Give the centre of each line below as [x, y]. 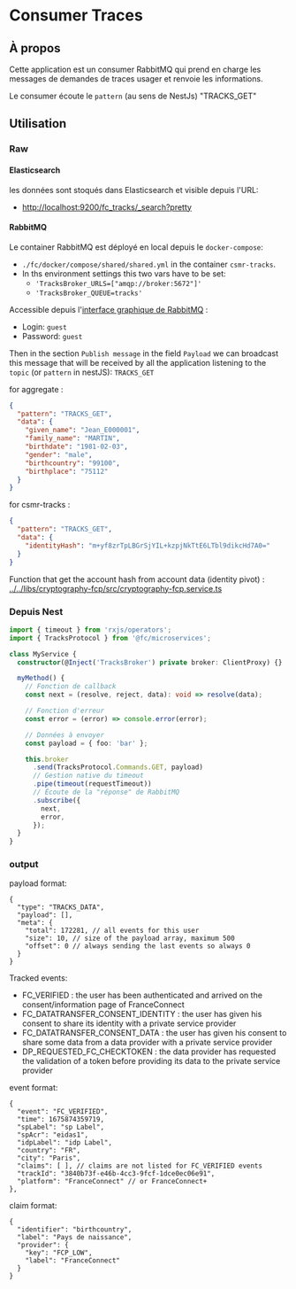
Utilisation [38, 124]
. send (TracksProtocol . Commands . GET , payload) [118, 767]
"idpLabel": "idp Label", [65, 1143]
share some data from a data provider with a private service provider [147, 1043]
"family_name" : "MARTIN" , [73, 439]
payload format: [38, 883]
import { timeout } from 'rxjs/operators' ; [91, 630]
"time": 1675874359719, [61, 1120]
